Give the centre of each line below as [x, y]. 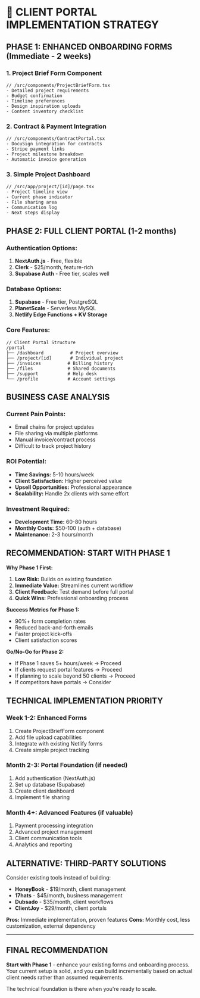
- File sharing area [32, 202]
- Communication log [32, 208]
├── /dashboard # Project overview [62, 353]
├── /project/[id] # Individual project [65, 358]
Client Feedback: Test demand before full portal [74, 591]
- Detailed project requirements [48, 91]
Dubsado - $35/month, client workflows [64, 902]
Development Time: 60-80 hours [56, 522]
